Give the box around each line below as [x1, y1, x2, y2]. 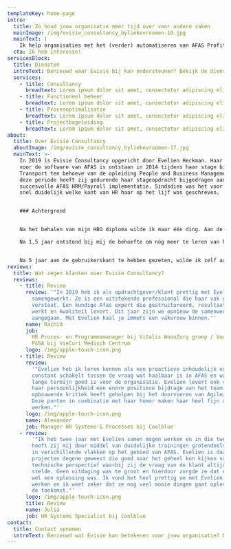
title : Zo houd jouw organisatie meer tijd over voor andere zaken [13, 23, 211, 30]
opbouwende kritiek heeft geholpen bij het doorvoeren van [32, 391, 205, 398]
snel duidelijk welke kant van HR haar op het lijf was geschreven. [19, 189, 220, 196]
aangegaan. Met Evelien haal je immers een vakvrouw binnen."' [32, 314, 217, 321]
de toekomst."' [32, 487, 76, 494]
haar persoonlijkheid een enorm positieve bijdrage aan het [32, 385, 208, 392]
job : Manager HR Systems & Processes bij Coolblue [25, 423, 174, 430]
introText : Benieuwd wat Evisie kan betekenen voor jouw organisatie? [13, 532, 220, 539]
